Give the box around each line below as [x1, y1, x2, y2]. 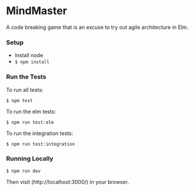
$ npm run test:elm [6, 119, 54, 125]
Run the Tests [6, 73, 47, 81]
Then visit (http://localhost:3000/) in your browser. [6, 178, 129, 185]
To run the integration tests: [6, 130, 74, 137]
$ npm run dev [6, 168, 41, 174]
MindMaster [6, 4, 67, 18]
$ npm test [6, 97, 33, 104]
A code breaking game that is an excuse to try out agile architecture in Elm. [6, 24, 189, 31]
